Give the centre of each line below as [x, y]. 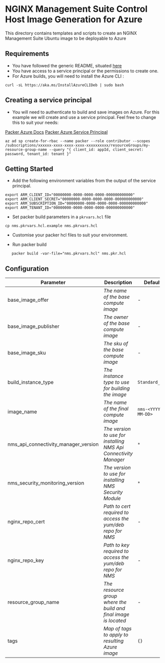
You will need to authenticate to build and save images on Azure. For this [86, 112]
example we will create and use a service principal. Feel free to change [84, 117]
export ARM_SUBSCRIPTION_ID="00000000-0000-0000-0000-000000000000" [77, 203]
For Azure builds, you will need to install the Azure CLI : [68, 76]
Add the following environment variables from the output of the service [84, 181]
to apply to [116, 635]
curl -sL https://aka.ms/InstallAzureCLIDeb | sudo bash [65, 85]
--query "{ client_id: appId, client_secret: [96, 149]
